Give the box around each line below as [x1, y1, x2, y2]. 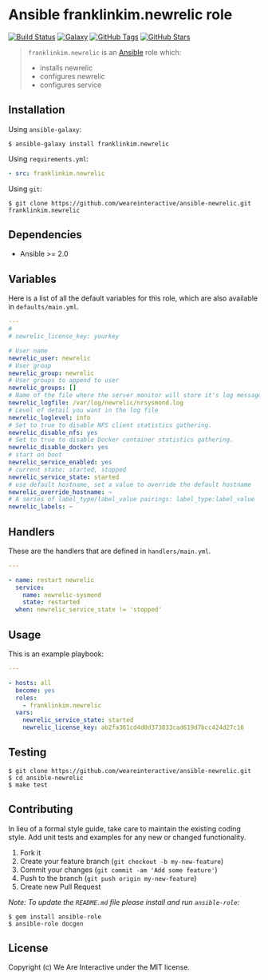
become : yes [15, 686, 56, 695]
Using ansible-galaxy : [8, 124, 82, 133]
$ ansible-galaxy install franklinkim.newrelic [8, 140, 170, 148]
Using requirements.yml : [8, 153, 89, 163]
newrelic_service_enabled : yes [8, 458, 112, 466]
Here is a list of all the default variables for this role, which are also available [8, 293, 258, 303]
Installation [8, 103, 65, 117]
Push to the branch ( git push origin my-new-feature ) [19, 873, 197, 882]
